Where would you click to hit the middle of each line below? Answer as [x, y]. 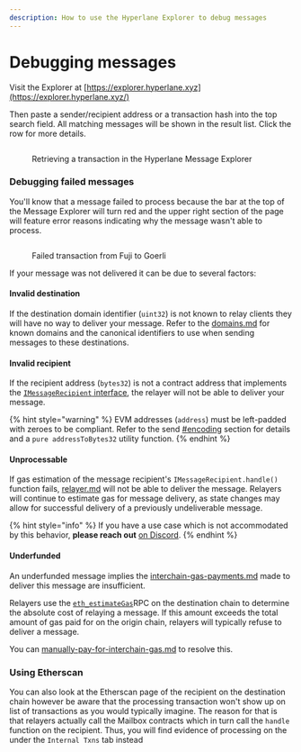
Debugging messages [93, 62]
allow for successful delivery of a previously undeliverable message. [136, 508]
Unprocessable [39, 459]
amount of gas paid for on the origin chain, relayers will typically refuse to [146, 621]
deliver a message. [44, 631]
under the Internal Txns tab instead [76, 739]
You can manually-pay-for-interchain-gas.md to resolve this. [121, 648]
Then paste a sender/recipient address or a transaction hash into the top [143, 114]
